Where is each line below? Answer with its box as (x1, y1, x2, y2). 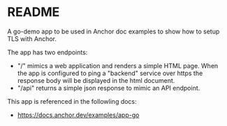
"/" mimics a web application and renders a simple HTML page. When (17, 61, 219, 70)
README (7, 4, 60, 20)
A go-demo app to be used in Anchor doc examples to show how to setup (7, 27, 220, 36)
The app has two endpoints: (7, 48, 88, 56)
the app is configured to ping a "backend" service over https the (17, 69, 203, 77)
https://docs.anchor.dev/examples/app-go (17, 111, 140, 119)
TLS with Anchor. (7, 34, 57, 42)
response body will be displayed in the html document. (17, 76, 175, 84)
